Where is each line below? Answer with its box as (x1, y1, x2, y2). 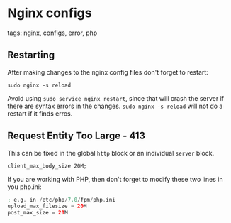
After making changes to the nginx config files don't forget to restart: (7, 67, 209, 76)
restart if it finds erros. (7, 109, 73, 118)
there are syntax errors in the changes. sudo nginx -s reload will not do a (7, 102, 223, 110)
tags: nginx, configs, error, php (7, 28, 98, 37)
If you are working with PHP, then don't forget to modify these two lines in (7, 175, 223, 183)
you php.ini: (7, 183, 42, 191)
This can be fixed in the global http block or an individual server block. (7, 148, 215, 157)
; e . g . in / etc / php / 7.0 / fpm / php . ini (7, 196, 115, 203)
